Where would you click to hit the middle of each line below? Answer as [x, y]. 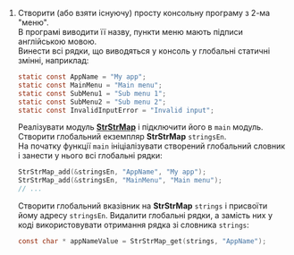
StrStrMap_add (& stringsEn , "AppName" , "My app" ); [112, 172]
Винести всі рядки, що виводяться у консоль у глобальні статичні [144, 51]
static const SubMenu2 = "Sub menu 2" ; [92, 102]
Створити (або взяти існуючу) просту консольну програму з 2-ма [144, 13]
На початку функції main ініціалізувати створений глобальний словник [151, 146]
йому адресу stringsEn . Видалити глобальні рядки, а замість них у [145, 215]
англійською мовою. [57, 41]
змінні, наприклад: [53, 60]
